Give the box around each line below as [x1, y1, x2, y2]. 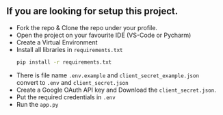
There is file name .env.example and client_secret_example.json [16, 71, 200, 79]
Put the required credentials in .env [16, 92, 116, 101]
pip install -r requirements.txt [16, 58, 112, 66]
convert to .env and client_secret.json [16, 78, 129, 86]
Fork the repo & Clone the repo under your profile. [16, 23, 158, 31]
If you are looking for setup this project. [6, 5, 179, 17]
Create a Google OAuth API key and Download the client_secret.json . [16, 86, 216, 94]
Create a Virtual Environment [16, 38, 98, 47]
